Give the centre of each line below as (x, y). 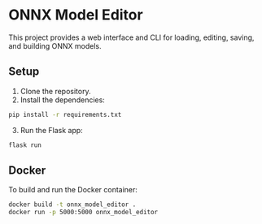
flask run (25, 145)
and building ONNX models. (55, 45)
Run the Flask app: (51, 130)
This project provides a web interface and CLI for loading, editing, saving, (131, 37)
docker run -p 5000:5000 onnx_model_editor (83, 213)
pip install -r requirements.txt (65, 114)
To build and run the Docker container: (73, 190)
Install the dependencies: (63, 100)
